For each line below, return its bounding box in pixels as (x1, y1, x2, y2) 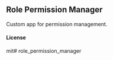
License (6, 34, 27, 41)
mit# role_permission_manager (6, 48, 82, 55)
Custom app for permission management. (6, 20, 108, 27)
